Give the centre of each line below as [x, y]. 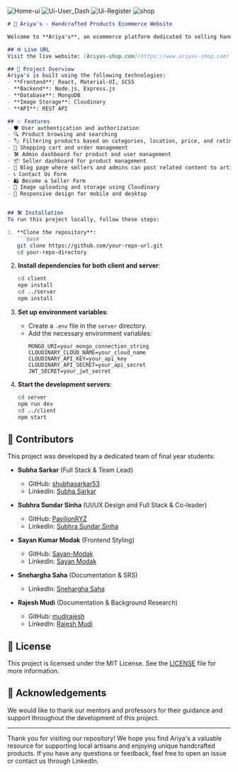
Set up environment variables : [63, 311]
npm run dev [35, 404]
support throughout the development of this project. [83, 717]
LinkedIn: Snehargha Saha [66, 589]
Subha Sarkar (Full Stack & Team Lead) [75, 470]
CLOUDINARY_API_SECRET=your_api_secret [87, 365]
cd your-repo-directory [52, 252]
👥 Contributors [41, 439]
